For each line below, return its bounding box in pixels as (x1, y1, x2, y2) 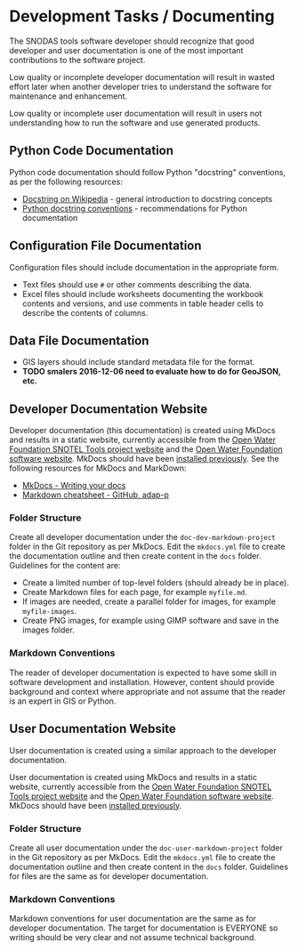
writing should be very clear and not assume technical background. (9, 932, 256, 943)
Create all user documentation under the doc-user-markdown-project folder (9, 842, 283, 853)
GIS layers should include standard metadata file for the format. (21, 357, 255, 367)
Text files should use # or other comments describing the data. (21, 278, 252, 290)
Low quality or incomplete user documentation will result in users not (9, 108, 262, 118)
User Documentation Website (9, 721, 176, 737)
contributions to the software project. (9, 54, 146, 65)
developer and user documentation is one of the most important (9, 44, 244, 55)
